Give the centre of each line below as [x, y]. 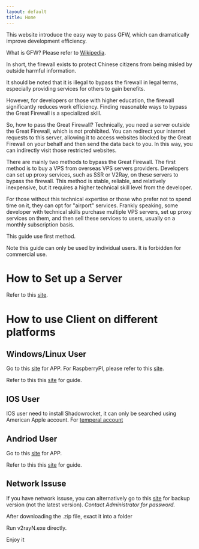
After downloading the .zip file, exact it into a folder [70, 516]
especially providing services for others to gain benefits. [76, 88]
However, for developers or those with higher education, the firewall [90, 100]
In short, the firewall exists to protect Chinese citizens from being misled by [99, 64]
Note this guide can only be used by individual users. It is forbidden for [94, 247]
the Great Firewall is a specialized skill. [54, 113]
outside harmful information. [41, 70]
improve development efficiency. [47, 41]
